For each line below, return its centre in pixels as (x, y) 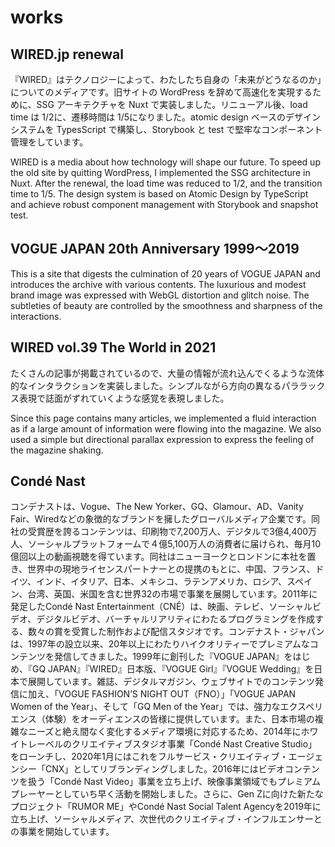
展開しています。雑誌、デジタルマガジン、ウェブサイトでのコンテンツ (171, 682)
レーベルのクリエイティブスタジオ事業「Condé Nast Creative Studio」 (172, 744)
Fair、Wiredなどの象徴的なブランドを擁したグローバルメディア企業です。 (161, 519)
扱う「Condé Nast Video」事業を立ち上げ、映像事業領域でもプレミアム (174, 782)
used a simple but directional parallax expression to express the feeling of (162, 439)
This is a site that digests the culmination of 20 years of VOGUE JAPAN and (165, 273)
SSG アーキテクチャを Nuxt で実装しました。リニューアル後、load (172, 104)
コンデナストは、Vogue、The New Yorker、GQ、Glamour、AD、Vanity (157, 507)
